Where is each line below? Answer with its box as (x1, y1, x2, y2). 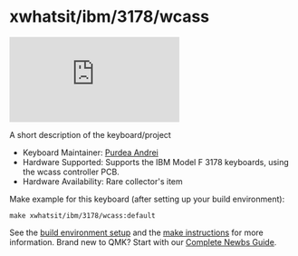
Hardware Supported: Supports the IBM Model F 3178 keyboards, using (22, 156, 290, 167)
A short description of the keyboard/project (9, 129, 172, 140)
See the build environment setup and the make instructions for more (9, 227, 264, 238)
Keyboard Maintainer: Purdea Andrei (22, 147, 159, 158)
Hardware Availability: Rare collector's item (22, 175, 183, 187)
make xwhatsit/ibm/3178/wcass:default (9, 211, 156, 220)
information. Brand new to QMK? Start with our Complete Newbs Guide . (9, 236, 277, 247)
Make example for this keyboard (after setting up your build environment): (9, 193, 285, 204)
